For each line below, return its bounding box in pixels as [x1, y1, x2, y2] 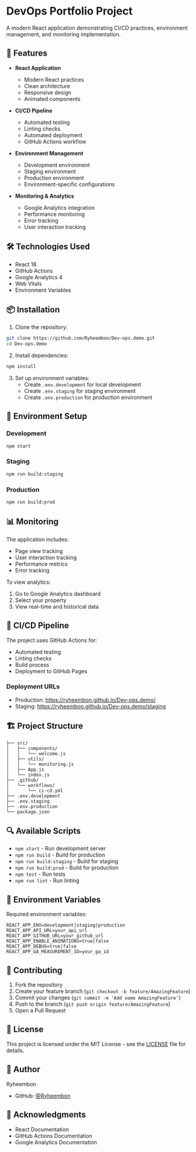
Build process [14, 661, 49, 668]
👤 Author [6, 1064, 40, 1075]
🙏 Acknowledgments [6, 1110, 86, 1120]
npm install [6, 364, 36, 370]
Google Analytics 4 [14, 273, 63, 280]
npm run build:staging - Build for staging [14, 858, 119, 865]
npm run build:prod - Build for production [14, 864, 119, 872]
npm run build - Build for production [14, 851, 106, 859]
